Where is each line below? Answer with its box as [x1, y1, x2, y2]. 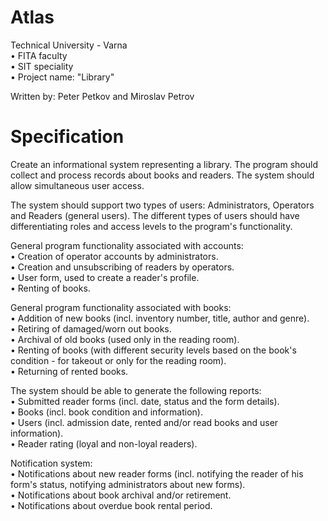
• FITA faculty [10, 49, 68, 61]
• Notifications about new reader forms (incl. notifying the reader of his [10, 467, 304, 480]
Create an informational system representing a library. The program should [10, 158, 318, 170]
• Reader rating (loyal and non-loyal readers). [10, 437, 198, 450]
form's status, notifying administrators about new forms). [10, 478, 246, 490]
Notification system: [10, 457, 93, 469]
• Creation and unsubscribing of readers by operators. [10, 261, 235, 273]
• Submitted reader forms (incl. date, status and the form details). [10, 395, 280, 407]
